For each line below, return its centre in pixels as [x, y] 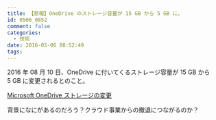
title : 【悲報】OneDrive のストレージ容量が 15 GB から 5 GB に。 [95, 13]
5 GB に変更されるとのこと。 [48, 80]
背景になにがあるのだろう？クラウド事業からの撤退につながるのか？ [103, 110]
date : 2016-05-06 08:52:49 [46, 45]
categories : [24, 33]
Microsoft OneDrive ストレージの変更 [59, 95]
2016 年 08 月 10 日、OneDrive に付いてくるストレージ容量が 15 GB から [109, 72]
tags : [15, 52]
